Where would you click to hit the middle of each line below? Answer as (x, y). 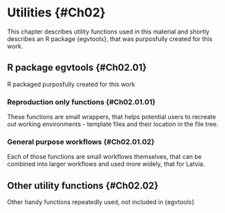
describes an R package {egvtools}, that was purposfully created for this (110, 38)
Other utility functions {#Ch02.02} (83, 185)
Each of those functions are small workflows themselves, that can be (105, 157)
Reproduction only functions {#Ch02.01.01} (81, 102)
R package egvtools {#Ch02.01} (77, 67)
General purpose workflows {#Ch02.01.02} (81, 142)
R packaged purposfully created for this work (71, 84)
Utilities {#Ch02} (57, 13)
